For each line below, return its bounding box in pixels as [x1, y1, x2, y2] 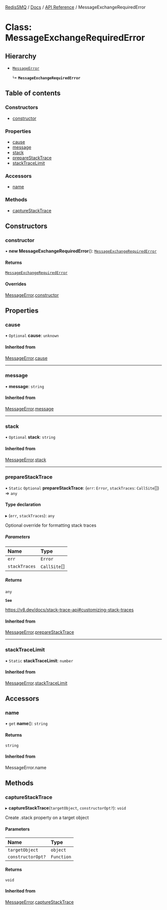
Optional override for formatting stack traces [5, 522, 97, 528]
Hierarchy [5, 52, 37, 60]
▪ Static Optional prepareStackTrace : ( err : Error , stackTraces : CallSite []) [5, 485, 160, 491]
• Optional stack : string [5, 434, 56, 440]
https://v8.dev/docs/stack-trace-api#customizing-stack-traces [5, 607, 134, 613]
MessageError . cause [5, 355, 48, 361]
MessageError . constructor [5, 292, 59, 298]
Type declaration [5, 501, 41, 507]
